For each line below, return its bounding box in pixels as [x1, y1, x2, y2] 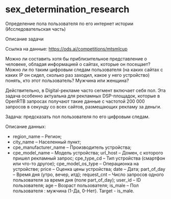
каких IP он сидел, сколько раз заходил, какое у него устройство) [5, 72, 150, 78]
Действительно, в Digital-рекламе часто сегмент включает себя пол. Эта [5, 87, 166, 93]
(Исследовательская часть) [5, 26, 66, 32]
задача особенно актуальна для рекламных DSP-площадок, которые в [5, 93, 160, 99]
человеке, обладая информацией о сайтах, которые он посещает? [5, 61, 151, 67]
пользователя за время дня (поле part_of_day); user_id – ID [12, 176, 141, 183]
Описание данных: [5, 123, 46, 129]
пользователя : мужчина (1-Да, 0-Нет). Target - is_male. [12, 188, 134, 194]
